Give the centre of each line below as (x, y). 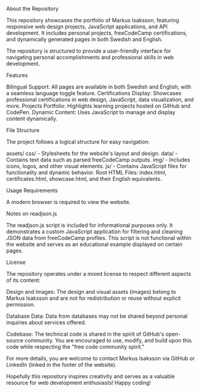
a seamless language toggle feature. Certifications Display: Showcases (94, 93)
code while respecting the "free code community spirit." (75, 347)
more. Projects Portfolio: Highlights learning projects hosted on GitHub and (98, 106)
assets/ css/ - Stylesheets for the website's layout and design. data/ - (92, 153)
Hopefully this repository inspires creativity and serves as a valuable (91, 376)
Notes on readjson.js (32, 214)
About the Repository (32, 9)
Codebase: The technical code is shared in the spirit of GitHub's (85, 334)
